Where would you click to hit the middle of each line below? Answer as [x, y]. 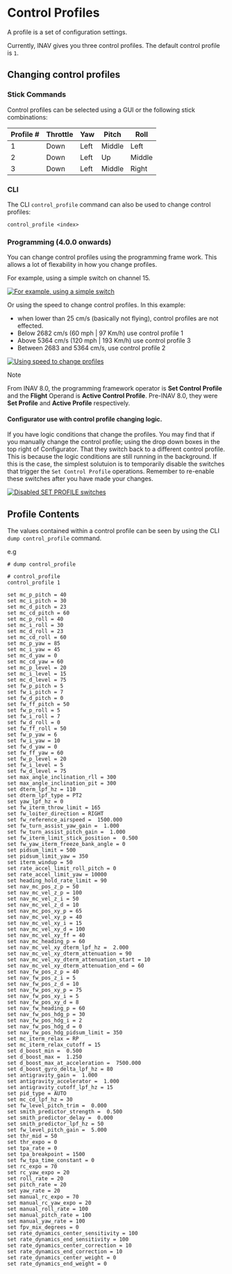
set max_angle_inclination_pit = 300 [62, 783]
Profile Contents [43, 514]
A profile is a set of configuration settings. [67, 32]
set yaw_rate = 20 [34, 1191]
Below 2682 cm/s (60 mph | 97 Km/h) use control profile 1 [100, 333]
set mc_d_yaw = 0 [32, 656]
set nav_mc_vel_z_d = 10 [43, 905]
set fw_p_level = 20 [37, 759]
